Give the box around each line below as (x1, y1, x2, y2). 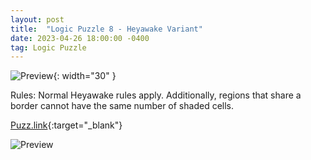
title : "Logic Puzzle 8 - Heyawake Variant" (10, 24, 203, 34)
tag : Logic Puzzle (10, 42, 87, 53)
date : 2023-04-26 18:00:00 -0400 (10, 33, 150, 43)
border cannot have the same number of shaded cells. (10, 100, 235, 112)
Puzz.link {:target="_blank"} (10, 119, 123, 131)
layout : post (10, 14, 65, 25)
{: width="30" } (53, 70, 117, 82)
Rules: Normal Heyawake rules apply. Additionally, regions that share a (10, 89, 302, 101)
